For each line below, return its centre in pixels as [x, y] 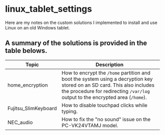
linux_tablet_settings [49, 9]
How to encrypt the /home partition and [106, 73]
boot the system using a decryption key [107, 79]
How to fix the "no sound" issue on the [106, 119]
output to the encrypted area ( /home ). [104, 97]
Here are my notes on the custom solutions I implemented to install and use [81, 22]
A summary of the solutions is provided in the [76, 43]
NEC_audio [20, 122]
